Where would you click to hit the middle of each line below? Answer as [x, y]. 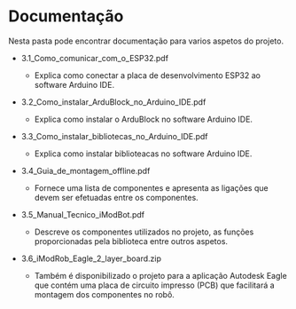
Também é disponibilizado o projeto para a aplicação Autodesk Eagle [160, 275]
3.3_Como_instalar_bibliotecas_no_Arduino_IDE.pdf [115, 136]
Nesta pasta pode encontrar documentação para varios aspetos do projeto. [146, 41]
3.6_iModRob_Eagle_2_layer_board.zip [91, 258]
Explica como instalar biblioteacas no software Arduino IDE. [143, 154]
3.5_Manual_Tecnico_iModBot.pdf [83, 214]
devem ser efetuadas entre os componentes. [116, 197]
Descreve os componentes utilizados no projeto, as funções [144, 232]
